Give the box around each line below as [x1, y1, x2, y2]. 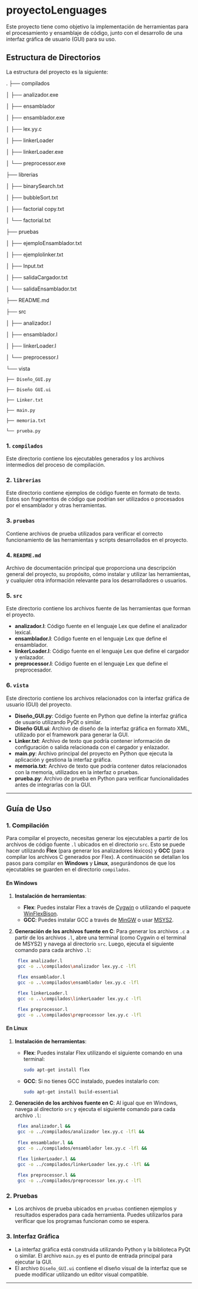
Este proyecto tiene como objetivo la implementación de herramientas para [6, 23, 189, 30]
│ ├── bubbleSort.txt [6, 194, 58, 201]
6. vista [6, 681, 29, 689]
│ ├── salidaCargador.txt [6, 273, 68, 280]
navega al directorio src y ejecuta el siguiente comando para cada [14, 1106, 176, 1113]
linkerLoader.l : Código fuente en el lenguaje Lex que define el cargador [14, 647, 190, 655]
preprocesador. [14, 666, 52, 673]
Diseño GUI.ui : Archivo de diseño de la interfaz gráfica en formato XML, [14, 725, 190, 732]
